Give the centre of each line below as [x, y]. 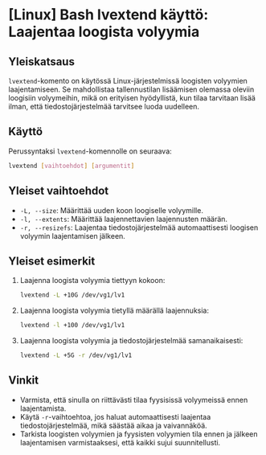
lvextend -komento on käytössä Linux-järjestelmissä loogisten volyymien [128, 81]
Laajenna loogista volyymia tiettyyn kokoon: [92, 281]
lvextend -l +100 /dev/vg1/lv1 [72, 326]
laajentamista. [43, 408]
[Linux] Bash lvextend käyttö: [108, 15]
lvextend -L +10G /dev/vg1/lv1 [72, 295]
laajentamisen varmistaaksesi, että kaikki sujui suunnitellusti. [120, 442]
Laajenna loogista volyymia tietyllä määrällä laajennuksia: [115, 310]
